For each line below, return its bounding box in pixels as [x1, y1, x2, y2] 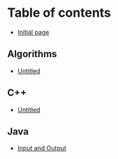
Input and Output [17, 144, 66, 153]
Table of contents [7, 5, 112, 21]
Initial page [17, 28, 50, 36]
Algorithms [7, 48, 57, 60]
